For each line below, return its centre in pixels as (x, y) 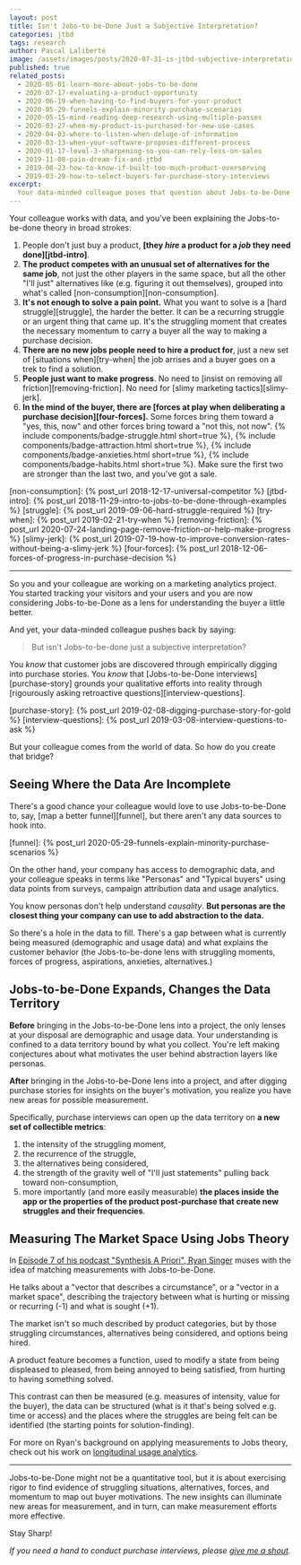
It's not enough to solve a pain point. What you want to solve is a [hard (154, 302)
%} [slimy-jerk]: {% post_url (60, 539)
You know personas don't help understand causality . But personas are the (147, 906)
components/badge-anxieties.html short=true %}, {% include (135, 455)
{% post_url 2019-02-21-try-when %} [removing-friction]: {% (150, 520)
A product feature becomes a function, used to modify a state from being (144, 1361)
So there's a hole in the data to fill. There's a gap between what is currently (148, 933)
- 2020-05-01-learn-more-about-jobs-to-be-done (108, 84)
